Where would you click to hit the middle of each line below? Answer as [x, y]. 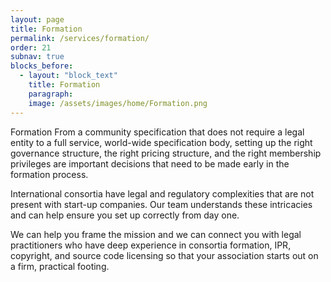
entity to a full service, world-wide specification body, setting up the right [161, 142]
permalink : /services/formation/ [80, 38]
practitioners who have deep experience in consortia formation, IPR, [151, 245]
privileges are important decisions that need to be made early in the [150, 163]
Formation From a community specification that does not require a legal [157, 132]
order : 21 [31, 47]
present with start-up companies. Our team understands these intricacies [161, 204]
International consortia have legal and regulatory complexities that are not [162, 193]
